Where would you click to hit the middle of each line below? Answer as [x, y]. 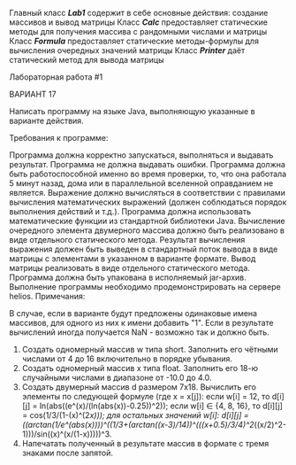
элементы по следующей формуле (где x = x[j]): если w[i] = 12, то [146, 396]
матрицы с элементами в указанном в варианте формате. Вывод [133, 259]
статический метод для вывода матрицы [87, 60]
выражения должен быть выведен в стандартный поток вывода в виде [144, 249]
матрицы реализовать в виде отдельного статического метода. [129, 268]
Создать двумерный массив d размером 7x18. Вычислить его [139, 387]
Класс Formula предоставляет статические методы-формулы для [134, 41]
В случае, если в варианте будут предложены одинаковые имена [133, 313]
